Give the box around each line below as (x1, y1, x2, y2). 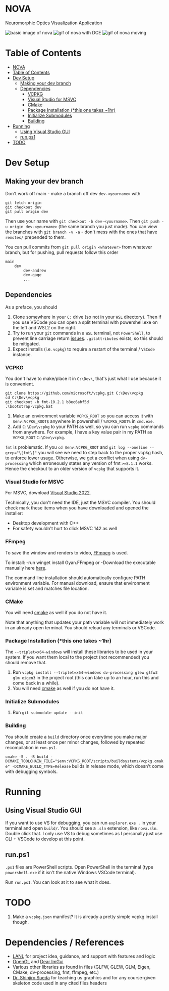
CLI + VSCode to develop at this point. (5, 836, 85, 842)
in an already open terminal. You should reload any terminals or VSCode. (5, 624, 156, 630)
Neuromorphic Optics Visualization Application (5, 20, 102, 26)
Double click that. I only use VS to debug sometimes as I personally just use (5, 830, 163, 836)
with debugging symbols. (5, 768, 58, 774)
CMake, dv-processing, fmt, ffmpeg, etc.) (12, 969, 99, 975)
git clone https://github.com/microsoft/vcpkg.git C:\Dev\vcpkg (5, 391, 143, 396)
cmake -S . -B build (5, 754, 49, 759)
